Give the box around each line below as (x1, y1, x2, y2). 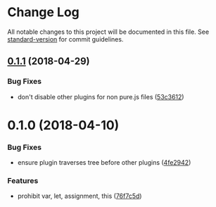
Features (7, 176, 39, 186)
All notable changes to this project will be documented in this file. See (7, 27, 210, 36)
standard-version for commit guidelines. (7, 34, 124, 43)
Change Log (7, 4, 80, 20)
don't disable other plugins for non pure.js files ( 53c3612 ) (17, 92, 184, 101)
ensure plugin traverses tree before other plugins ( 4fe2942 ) (17, 158, 191, 167)
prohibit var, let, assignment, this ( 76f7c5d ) (17, 192, 142, 201)
